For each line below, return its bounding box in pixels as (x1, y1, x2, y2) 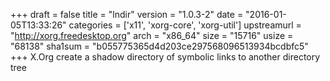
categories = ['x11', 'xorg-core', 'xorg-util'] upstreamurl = (68, 19, 302, 31)
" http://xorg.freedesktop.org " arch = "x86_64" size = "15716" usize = (10, 30, 294, 41)
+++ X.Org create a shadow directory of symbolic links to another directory (10, 51, 321, 63)
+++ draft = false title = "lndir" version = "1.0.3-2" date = (10, 9, 244, 20)
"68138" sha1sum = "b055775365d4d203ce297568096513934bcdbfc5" (10, 40, 309, 52)
